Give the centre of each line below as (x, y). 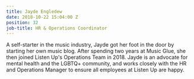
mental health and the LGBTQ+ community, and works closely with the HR (96, 64)
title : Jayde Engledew (34, 11)
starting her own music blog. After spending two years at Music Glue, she (96, 51)
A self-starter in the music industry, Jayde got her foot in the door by (90, 45)
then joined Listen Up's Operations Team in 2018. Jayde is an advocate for (97, 57)
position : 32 (22, 22)
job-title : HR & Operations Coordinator (57, 28)
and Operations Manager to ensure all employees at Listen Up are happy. (96, 70)
